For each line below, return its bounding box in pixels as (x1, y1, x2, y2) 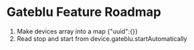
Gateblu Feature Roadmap (6, 4, 162, 20)
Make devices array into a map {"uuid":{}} (16, 27, 138, 35)
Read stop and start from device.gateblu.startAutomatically (16, 34, 188, 42)
